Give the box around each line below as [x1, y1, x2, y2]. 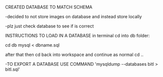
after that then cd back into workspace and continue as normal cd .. [5, 51, 144, 57]
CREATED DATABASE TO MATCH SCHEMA [5, 4, 93, 10]
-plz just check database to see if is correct [5, 23, 94, 29]
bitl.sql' [5, 66, 20, 72]
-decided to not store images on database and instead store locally [5, 14, 142, 19]
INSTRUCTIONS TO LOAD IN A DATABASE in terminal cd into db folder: [5, 33, 150, 38]
